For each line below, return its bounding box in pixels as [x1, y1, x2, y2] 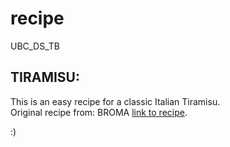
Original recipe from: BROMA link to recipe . [10, 106, 188, 118]
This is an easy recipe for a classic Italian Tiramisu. [10, 95, 221, 107]
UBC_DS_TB [10, 40, 60, 52]
